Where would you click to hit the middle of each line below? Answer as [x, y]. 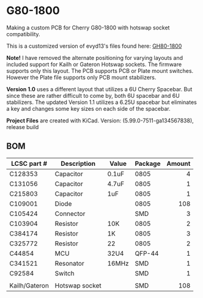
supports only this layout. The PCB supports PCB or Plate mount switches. [100, 70]
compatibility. [24, 34]
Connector [70, 214]
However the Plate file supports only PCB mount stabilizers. [81, 77]
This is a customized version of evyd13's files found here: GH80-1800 [94, 46]
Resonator [69, 263]
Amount [179, 163]
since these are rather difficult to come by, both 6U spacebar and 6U [93, 95]
